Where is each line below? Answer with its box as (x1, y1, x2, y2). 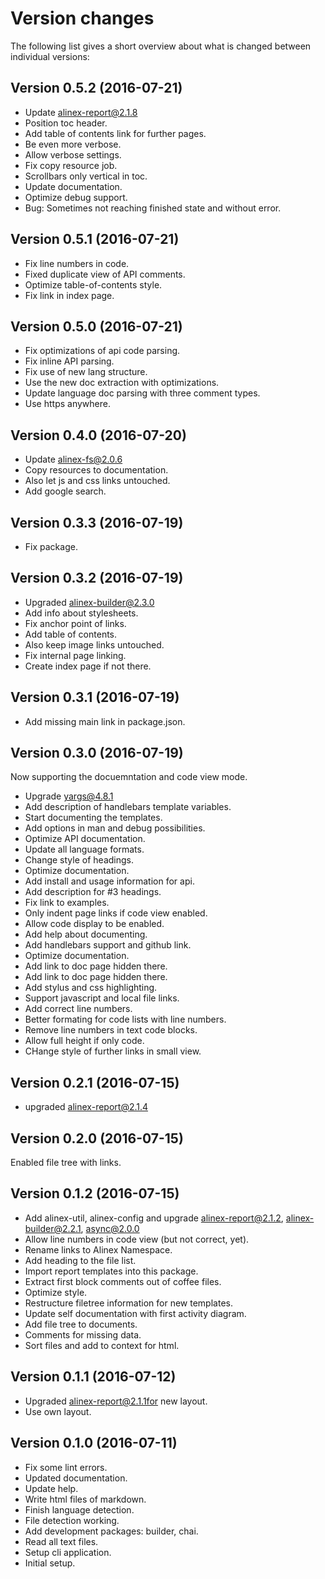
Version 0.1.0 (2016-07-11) (10, 1435, 178, 1452)
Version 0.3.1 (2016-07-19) (10, 689, 180, 706)
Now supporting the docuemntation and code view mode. (10, 771, 248, 783)
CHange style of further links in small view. (24, 1045, 202, 1057)
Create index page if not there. (24, 660, 152, 672)
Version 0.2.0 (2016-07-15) (10, 1130, 184, 1147)
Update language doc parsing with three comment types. (24, 387, 261, 399)
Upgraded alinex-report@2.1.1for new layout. (24, 1395, 208, 1407)
